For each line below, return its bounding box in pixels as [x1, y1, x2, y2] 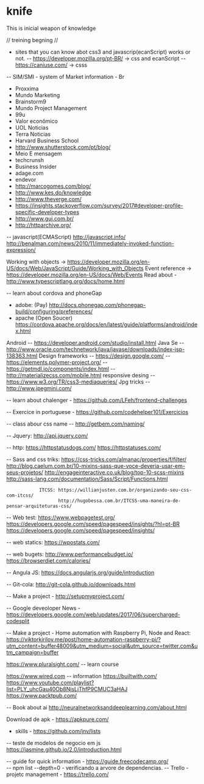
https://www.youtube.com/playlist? [6, 679, 94, 686]
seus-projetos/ [6, 468, 44, 476]
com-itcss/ [6, 492, 34, 498]
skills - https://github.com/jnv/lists [15, 727, 101, 734]
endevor [15, 176, 37, 183]
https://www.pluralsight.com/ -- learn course [6, 660, 119, 668]
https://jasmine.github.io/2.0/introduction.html [6, 745, 122, 753]
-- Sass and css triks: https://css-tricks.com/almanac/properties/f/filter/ [6, 456, 187, 463]
